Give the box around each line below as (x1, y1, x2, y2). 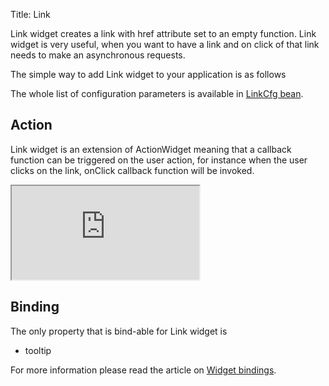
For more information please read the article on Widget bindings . (10, 364, 277, 376)
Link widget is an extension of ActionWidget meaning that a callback (10, 143, 292, 155)
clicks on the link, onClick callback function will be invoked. (10, 164, 255, 176)
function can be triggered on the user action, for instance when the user (10, 154, 308, 166)
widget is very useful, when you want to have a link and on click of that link (10, 39, 320, 50)
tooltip (24, 344, 52, 356)
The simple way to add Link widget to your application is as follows (10, 69, 287, 80)
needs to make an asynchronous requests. (10, 49, 186, 61)
